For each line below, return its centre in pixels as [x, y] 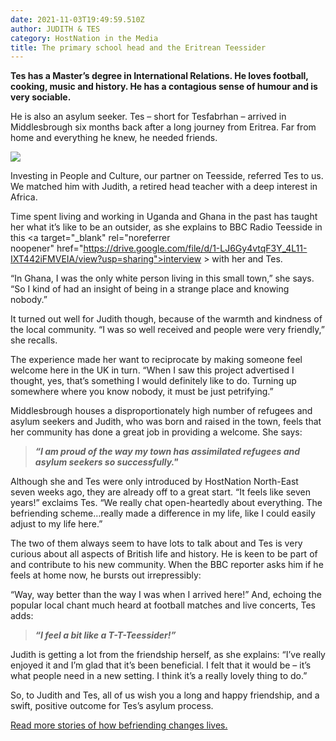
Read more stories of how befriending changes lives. [119, 725]
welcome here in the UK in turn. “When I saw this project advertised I [152, 370]
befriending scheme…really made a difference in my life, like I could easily [163, 513]
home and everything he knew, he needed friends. [114, 138]
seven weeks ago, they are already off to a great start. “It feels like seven [161, 492]
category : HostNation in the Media [84, 38]
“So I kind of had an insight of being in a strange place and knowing [150, 289]
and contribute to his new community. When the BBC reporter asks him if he [167, 565]
